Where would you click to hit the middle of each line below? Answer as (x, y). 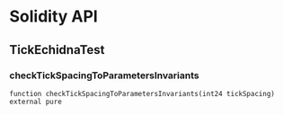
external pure (36, 102)
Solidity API (54, 17)
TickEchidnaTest (57, 50)
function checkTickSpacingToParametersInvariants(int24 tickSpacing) (142, 93)
